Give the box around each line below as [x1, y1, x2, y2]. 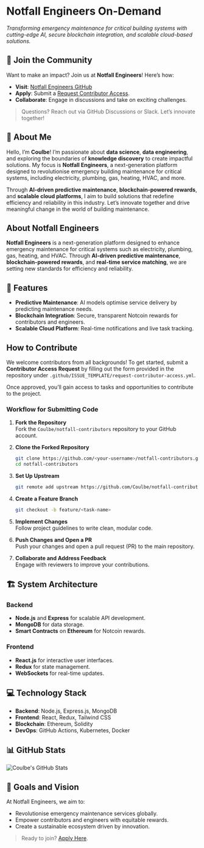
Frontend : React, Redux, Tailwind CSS [15, 713, 111, 721]
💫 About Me [6, 132, 52, 143]
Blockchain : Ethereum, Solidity [15, 720, 93, 727]
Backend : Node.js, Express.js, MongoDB [15, 707, 118, 714]
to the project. [6, 390, 41, 397]
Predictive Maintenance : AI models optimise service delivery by [15, 299, 177, 306]
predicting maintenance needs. [15, 305, 93, 313]
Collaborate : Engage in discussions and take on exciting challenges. [15, 96, 188, 103]
